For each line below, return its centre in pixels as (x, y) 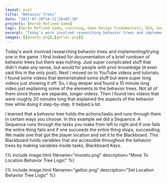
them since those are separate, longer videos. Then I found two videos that (82, 93)
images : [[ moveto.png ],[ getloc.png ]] (44, 38)
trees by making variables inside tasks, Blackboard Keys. (63, 145)
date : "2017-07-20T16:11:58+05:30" (42, 19)
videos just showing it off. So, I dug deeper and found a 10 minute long (77, 83)
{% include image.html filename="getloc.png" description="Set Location (80, 170)
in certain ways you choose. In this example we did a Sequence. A (73, 119)
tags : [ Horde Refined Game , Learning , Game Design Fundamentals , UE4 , (80, 28)
